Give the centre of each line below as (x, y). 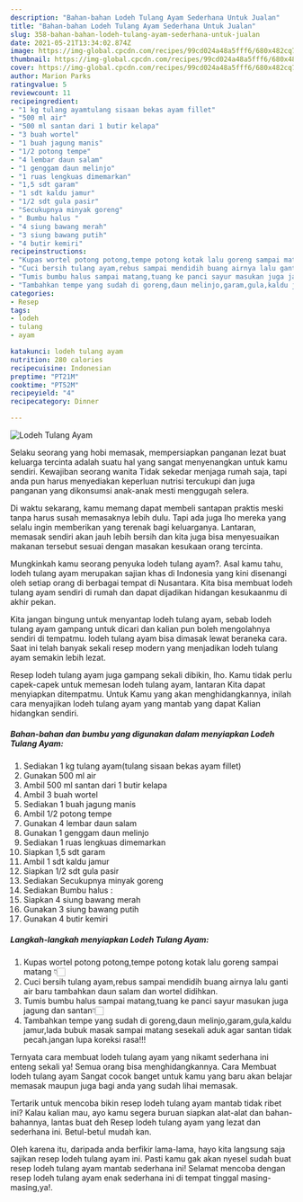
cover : (22, 68)
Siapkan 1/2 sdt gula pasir (71, 871)
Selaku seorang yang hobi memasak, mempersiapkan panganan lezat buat (148, 452)
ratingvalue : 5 (39, 85)
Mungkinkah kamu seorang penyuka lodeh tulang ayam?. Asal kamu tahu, (147, 564)
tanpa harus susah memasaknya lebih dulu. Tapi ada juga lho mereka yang (148, 517)
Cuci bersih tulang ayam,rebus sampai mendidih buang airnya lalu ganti (156, 982)
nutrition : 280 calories (57, 360)
